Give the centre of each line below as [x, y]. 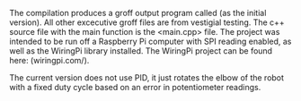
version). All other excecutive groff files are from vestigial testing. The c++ [147, 22]
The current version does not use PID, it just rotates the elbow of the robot [147, 78]
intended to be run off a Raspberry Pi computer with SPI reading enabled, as [150, 41]
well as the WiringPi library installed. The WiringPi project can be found [141, 51]
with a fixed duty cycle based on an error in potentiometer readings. [135, 87]
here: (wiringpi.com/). [49, 60]
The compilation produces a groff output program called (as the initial [138, 13]
